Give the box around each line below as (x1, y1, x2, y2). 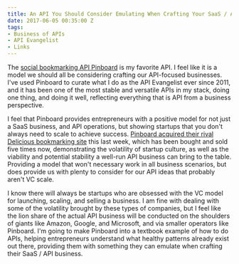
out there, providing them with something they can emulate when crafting (7, 242, 223, 250)
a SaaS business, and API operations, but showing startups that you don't (7, 122, 223, 130)
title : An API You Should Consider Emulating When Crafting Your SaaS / (7, 10, 228, 18)
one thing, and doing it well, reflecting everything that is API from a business (7, 93, 231, 102)
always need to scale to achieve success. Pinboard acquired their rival (7, 130, 214, 138)
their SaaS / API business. (7, 250, 83, 258)
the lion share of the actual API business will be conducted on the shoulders (7, 211, 230, 220)
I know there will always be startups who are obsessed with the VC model (7, 189, 224, 197)
